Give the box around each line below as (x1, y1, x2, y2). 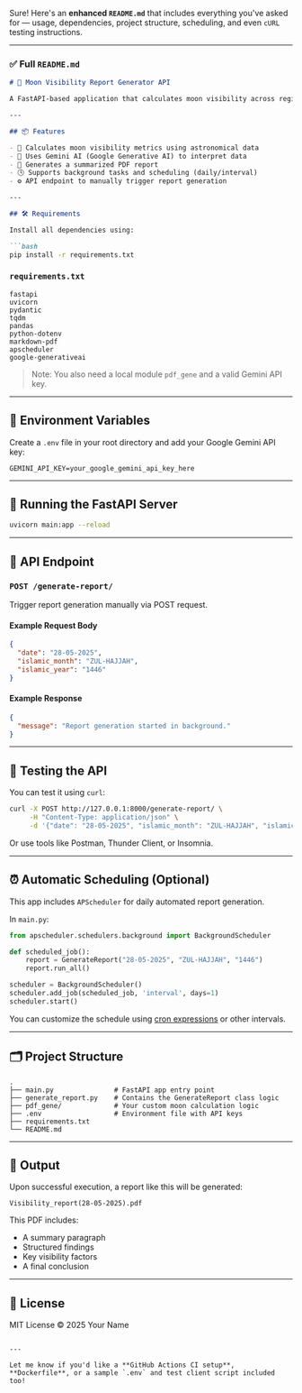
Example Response (9, 693, 83, 704)
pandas (9, 321, 34, 330)
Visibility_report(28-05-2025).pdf (9, 1199, 143, 1208)
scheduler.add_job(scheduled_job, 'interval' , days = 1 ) (9, 989, 219, 998)
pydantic (9, 306, 42, 315)
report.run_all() (25, 964, 91, 973)
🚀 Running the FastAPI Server (9, 497, 178, 512)
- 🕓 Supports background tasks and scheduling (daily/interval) (9, 169, 258, 178)
